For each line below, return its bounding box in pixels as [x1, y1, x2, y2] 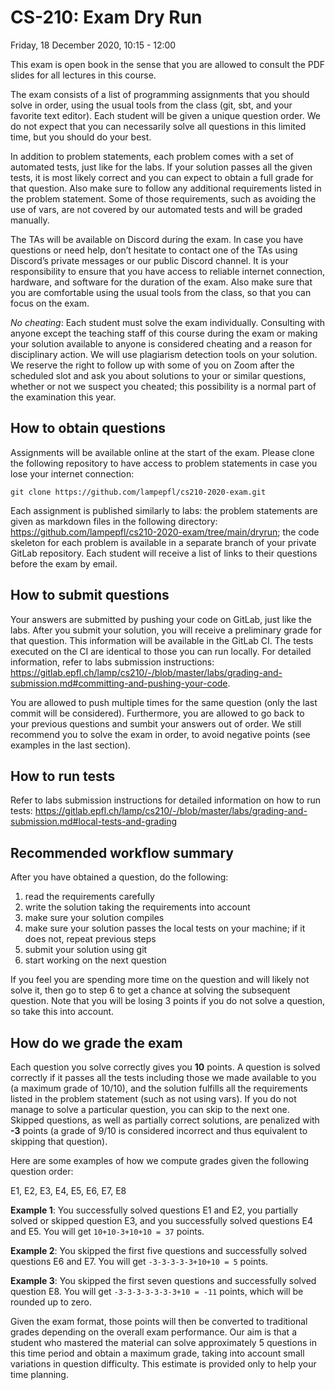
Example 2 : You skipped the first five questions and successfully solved [10, 1245, 308, 1256]
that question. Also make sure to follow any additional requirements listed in [10, 182, 322, 194]
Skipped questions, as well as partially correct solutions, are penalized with [10, 1114, 320, 1126]
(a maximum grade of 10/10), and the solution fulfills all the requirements [10, 1082, 308, 1094]
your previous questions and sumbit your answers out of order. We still [10, 717, 302, 730]
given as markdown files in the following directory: [10, 515, 218, 527]
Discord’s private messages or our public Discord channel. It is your [10, 254, 289, 266]
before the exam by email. [10, 557, 118, 570]
